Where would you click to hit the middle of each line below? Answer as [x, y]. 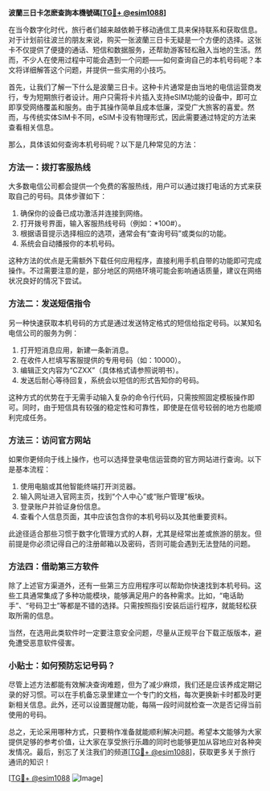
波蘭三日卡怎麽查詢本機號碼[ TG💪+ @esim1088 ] [88, 12]
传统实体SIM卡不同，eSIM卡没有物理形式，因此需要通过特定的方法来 [143, 117]
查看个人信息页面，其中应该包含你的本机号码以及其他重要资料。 [125, 516]
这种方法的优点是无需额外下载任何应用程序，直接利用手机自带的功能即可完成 [135, 261]
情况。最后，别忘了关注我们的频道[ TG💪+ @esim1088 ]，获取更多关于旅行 [135, 752]
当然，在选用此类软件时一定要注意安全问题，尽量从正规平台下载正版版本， [131, 633]
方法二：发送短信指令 [49, 303]
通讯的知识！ [29, 762]
